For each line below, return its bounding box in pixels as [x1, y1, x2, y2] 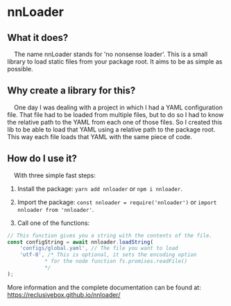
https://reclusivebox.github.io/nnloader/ [7, 290, 121, 298]
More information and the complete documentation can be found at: [7, 283, 201, 291]
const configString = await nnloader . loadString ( [7, 238, 154, 246]
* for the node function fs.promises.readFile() [44, 258, 188, 265]
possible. [7, 65, 33, 73]
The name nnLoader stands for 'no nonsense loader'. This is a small [13, 50, 208, 58]
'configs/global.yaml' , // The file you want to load [19, 245, 178, 252]
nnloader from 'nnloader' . [17, 205, 94, 213]
